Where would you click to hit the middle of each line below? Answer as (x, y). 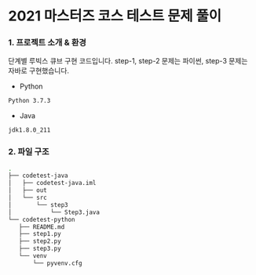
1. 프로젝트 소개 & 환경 (47, 42)
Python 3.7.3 (29, 101)
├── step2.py (40, 241)
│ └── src (27, 198)
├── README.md (42, 227)
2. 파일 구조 (29, 152)
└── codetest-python (42, 219)
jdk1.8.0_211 (29, 130)
